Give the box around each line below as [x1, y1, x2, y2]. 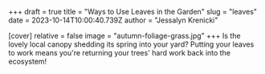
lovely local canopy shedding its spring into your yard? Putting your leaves [8, 39, 255, 49]
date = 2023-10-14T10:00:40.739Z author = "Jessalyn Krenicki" [8, 15, 218, 25]
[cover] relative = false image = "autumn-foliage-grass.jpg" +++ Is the [8, 31, 241, 40]
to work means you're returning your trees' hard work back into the [8, 48, 231, 57]
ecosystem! [8, 56, 47, 66]
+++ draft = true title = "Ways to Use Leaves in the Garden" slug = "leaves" [8, 7, 258, 16]
